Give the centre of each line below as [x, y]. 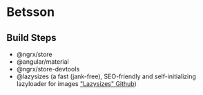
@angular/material [43, 62]
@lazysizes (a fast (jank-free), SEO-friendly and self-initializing [106, 76]
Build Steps [31, 38]
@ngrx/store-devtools [48, 69]
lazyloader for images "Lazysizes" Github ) [77, 84]
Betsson [31, 12]
